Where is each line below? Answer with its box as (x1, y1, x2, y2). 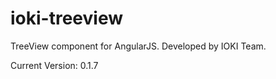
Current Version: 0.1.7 (10, 59, 99, 71)
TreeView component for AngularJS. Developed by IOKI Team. (10, 40, 267, 52)
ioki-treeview (10, 7, 123, 30)
